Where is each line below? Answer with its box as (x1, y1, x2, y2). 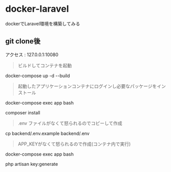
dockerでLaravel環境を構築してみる (5, 20, 80, 27)
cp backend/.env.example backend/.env (5, 130, 90, 136)
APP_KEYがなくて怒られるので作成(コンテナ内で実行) (17, 141, 131, 147)
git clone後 (5, 37, 41, 46)
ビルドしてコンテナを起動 (17, 62, 72, 68)
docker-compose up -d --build (5, 72, 70, 79)
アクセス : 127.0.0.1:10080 (5, 52, 59, 58)
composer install (5, 109, 40, 115)
